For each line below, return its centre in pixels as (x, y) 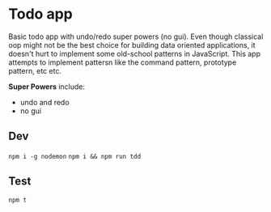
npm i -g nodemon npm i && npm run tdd (75, 156)
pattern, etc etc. (35, 70)
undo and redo (45, 102)
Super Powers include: (47, 87)
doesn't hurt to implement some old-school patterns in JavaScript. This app (135, 53)
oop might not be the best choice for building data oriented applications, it (132, 45)
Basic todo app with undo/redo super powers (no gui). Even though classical (136, 36)
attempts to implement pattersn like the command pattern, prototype (123, 62)
